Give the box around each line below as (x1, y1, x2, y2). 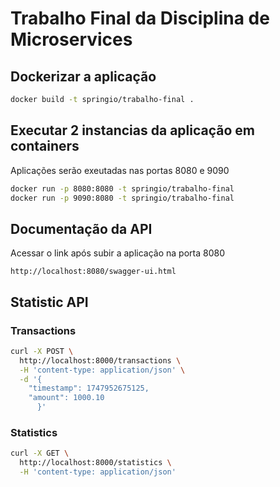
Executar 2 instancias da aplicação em (10, 122, 255, 139)
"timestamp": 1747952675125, (28, 383, 150, 394)
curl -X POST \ (10, 346, 74, 356)
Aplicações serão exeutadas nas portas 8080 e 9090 (10, 164, 230, 176)
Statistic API (10, 293, 89, 311)
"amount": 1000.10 (28, 393, 105, 403)
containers (10, 138, 80, 155)
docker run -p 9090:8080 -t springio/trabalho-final (10, 193, 235, 203)
